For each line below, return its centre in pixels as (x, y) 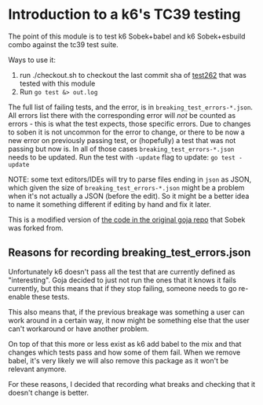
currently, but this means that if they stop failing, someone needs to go (122, 288)
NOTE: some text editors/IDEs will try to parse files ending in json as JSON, (130, 179)
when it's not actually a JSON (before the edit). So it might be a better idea (129, 196)
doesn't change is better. (48, 392)
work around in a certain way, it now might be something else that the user (129, 320)
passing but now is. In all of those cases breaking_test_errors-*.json (121, 149)
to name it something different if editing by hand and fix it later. (110, 204)
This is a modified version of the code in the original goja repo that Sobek (127, 219)
